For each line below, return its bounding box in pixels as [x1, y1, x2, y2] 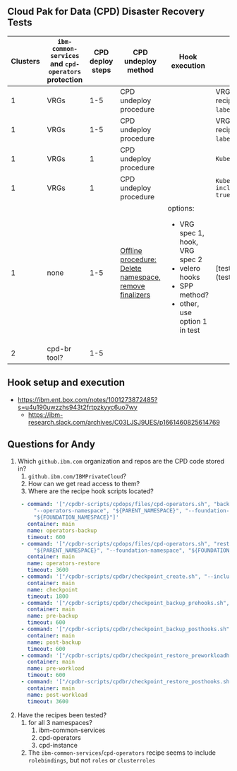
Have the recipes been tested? [17, 710, 107, 719]
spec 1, [179, 228, 205, 237]
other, [179, 298, 200, 308]
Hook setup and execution [7, 377, 126, 389]
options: [167, 203, 195, 213]
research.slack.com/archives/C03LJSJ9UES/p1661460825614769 [28, 418, 221, 426]
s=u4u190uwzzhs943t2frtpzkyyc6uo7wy [17, 403, 138, 411]
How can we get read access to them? [28, 480, 140, 488]
